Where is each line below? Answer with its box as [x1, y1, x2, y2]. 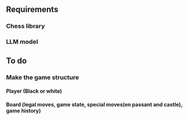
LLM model [6, 38, 39, 46]
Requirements [6, 5, 58, 15]
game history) [6, 107, 41, 114]
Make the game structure [6, 73, 79, 81]
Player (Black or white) [6, 87, 62, 95]
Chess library [6, 22, 46, 30]
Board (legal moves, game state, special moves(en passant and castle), [6, 101, 183, 108]
